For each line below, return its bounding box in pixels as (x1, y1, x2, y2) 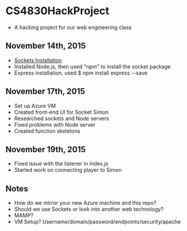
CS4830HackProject (5, 4, 110, 18)
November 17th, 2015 (5, 86, 85, 97)
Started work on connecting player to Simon (14, 166, 122, 174)
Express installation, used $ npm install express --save (14, 69, 148, 76)
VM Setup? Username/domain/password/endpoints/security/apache (14, 218, 181, 226)
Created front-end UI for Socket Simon (14, 108, 109, 115)
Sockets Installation (14, 56, 62, 63)
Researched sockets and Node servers (14, 114, 109, 122)
